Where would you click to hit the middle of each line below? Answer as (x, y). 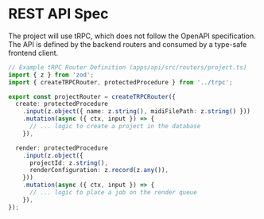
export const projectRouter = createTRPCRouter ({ (92, 96)
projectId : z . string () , (69, 163)
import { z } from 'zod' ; (51, 75)
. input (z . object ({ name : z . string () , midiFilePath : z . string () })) (136, 111)
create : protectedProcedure (62, 104)
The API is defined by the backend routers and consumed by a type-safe (128, 44)
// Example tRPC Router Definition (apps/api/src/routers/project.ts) (128, 67)
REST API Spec (58, 14)
